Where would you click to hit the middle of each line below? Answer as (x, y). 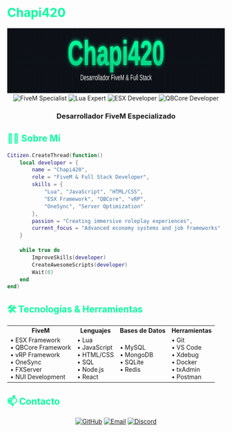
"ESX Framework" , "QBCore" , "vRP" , (95, 199)
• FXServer (26, 370)
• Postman (186, 377)
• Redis (130, 370)
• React (88, 377)
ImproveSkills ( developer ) (69, 258)
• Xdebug (185, 355)
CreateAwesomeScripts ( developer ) (80, 264)
